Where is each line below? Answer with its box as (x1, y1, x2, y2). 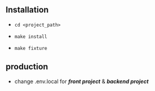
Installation (5, 5, 49, 15)
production (5, 61, 49, 72)
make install (14, 33, 48, 40)
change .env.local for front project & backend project (14, 78, 149, 85)
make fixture (14, 45, 48, 51)
